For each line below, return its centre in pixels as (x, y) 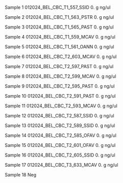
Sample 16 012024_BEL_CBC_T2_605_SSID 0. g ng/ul (60, 155)
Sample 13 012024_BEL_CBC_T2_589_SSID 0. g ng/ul (60, 126)
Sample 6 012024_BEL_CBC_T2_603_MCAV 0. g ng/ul (61, 56)
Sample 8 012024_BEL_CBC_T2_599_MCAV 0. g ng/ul (60, 76)
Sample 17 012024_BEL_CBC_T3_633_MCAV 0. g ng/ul (61, 165)
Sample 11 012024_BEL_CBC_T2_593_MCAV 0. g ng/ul (61, 106)
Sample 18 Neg (21, 175)
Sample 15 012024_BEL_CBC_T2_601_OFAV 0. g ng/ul (60, 145)
